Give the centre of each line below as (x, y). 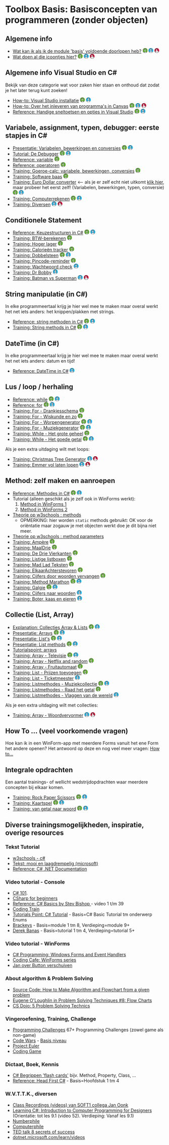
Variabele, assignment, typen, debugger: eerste (82, 128)
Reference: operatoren (36, 165)
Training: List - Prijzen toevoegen (47, 672)
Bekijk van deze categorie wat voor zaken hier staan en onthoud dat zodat (82, 85)
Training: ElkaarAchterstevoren (44, 570)
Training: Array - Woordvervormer (48, 715)
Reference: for (27, 405)
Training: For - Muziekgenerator (46, 428)
